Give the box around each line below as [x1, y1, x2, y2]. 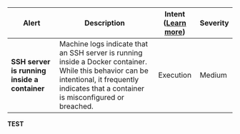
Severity [199, 18, 229, 28]
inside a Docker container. [59, 57, 148, 66]
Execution [158, 71, 191, 80]
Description [84, 18, 125, 28]
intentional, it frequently [59, 75, 139, 84]
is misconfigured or [59, 93, 125, 102]
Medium [199, 71, 227, 80]
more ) [164, 27, 186, 36]
